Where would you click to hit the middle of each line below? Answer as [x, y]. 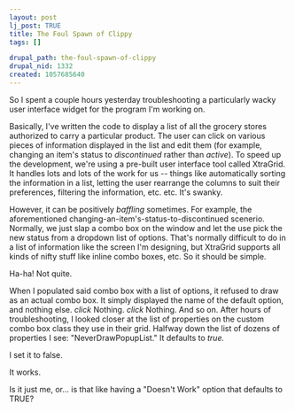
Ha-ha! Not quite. [41, 273]
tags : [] [25, 42]
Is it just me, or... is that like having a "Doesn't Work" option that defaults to [146, 389]
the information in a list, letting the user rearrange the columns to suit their [145, 182]
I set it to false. [36, 354]
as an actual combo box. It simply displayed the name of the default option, [147, 300]
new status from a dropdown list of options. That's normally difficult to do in [147, 237]
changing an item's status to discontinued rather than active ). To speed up [145, 154]
